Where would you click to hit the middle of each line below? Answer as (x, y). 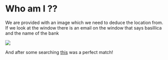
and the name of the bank (32, 33)
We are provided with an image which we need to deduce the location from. (84, 22)
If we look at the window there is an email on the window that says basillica (83, 27)
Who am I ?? (31, 9)
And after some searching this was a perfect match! (59, 52)
